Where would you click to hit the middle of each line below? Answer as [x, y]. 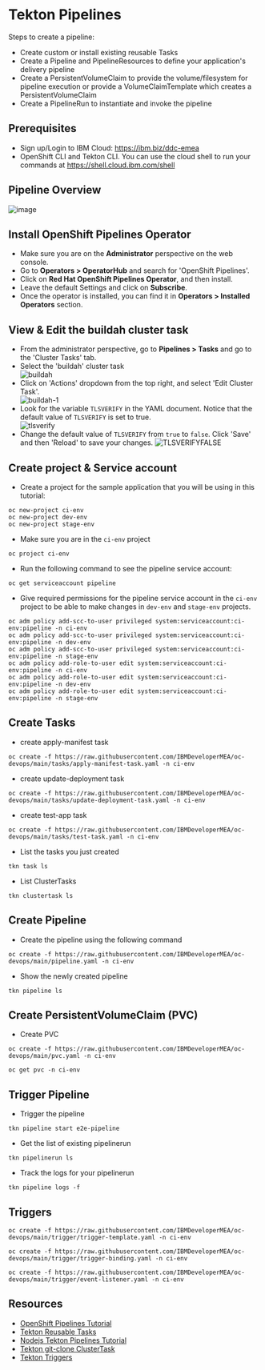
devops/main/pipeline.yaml [53, 961]
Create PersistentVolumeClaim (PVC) [103, 1015]
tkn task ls [28, 866]
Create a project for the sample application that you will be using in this [137, 487]
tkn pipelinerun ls [41, 1158]
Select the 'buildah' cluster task [72, 367]
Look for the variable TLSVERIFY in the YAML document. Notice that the [136, 409]
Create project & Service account [93, 468]
